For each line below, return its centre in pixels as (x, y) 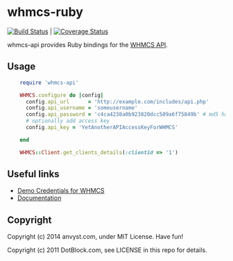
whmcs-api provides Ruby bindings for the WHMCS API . (88, 44)
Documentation (39, 198)
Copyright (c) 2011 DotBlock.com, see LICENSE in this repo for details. (107, 250)
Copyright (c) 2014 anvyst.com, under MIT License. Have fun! (95, 237)
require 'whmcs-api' (49, 83)
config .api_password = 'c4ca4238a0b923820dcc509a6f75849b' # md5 (122, 115)
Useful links (34, 174)
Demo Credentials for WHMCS (61, 191)
